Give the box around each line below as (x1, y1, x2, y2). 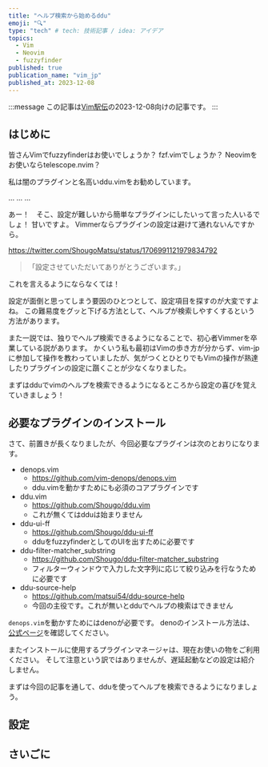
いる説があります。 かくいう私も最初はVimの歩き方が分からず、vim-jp (29, 343, 260, 353)
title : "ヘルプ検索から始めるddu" (8, 11, 111, 20)
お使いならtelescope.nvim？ (8, 160, 102, 170)
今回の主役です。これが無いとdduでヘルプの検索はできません (31, 601, 234, 611)
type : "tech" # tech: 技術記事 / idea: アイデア (8, 26, 164, 34)
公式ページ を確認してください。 (8, 628, 114, 637)
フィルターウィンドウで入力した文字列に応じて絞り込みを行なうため (31, 564, 257, 573)
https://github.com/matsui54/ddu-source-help (31, 592, 185, 601)
